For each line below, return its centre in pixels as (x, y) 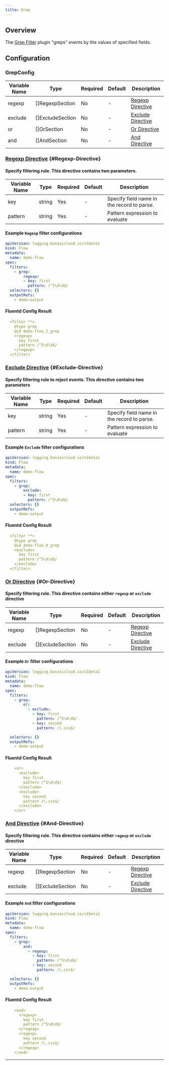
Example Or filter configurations (39, 661)
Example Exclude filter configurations (45, 447)
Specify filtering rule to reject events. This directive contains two (75, 379)
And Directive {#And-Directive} (45, 824)
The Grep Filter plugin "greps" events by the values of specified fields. (78, 42)
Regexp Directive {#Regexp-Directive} (53, 159)
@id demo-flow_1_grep (37, 331)
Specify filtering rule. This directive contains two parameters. (71, 171)
